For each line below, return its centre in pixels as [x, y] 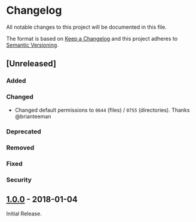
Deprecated [24, 132]
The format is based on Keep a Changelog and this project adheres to [92, 38]
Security [19, 180]
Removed [20, 148]
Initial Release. [24, 214]
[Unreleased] [31, 64]
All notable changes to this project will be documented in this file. [87, 27]
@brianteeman [33, 116]
